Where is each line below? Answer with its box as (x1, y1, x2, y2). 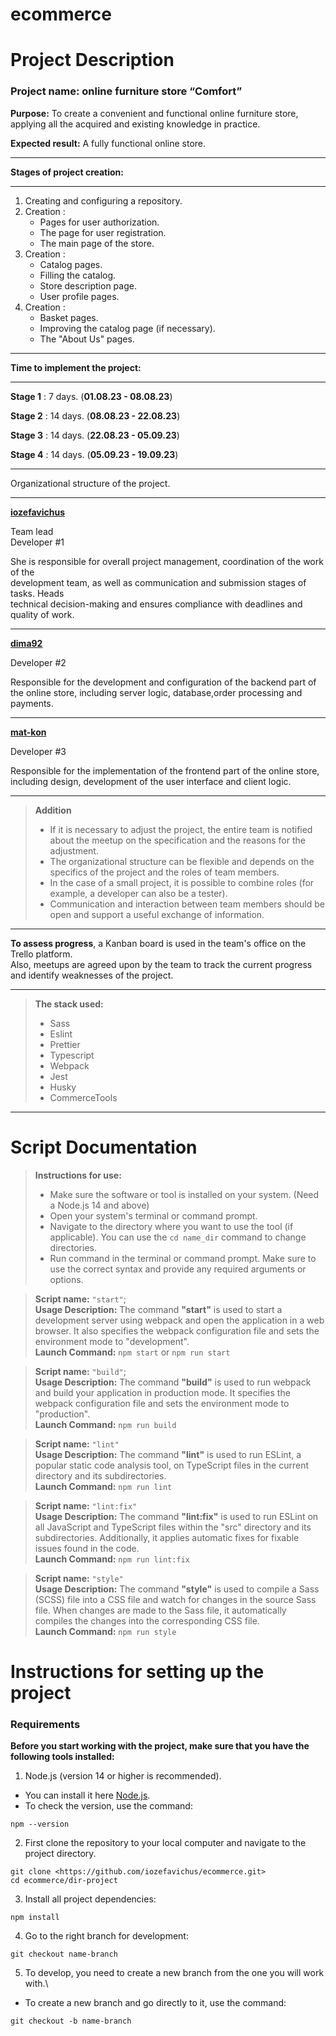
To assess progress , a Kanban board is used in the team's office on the (10, 937, 307, 949)
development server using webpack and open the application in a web (34, 1314, 325, 1326)
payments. (10, 697, 54, 709)
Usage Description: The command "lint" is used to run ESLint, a (34, 1448, 302, 1460)
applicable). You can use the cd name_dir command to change (49, 1231, 307, 1243)
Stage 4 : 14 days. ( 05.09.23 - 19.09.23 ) (10, 448, 179, 460)
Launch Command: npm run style (34, 1625, 177, 1637)
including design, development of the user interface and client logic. (10, 775, 292, 787)
